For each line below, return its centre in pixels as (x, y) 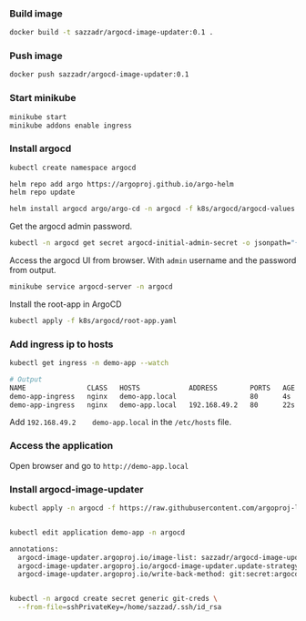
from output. (33, 270)
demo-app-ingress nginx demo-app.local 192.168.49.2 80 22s (153, 405)
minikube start (38, 117)
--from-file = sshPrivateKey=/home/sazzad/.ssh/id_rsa (120, 607)
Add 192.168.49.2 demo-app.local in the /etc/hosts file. (121, 422)
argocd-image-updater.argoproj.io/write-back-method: (122, 575)
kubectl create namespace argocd (73, 168)
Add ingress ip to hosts (61, 344)
